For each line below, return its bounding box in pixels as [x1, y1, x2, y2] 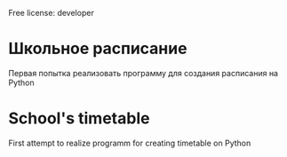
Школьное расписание [8, 39, 187, 59]
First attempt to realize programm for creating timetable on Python [8, 137, 251, 148]
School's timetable [8, 108, 150, 129]
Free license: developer [8, 8, 94, 18]
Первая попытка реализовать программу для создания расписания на [8, 67, 279, 78]
